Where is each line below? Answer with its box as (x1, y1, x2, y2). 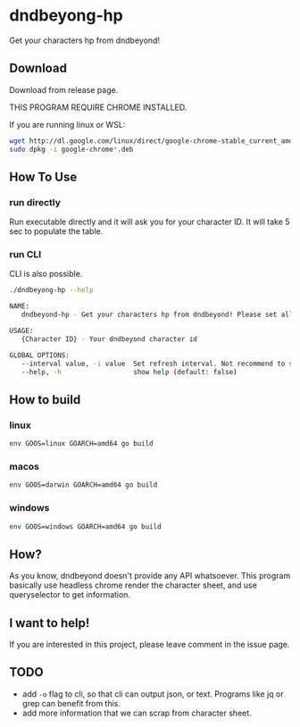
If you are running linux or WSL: (9, 119, 126, 130)
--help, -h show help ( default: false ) (21, 367, 238, 376)
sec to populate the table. (9, 226, 104, 237)
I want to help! (9, 615, 90, 631)
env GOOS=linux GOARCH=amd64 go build (9, 439, 154, 448)
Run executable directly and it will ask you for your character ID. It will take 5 (9, 216, 290, 228)
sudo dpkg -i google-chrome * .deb (9, 145, 134, 154)
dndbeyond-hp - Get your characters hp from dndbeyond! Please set (21, 310, 278, 320)
